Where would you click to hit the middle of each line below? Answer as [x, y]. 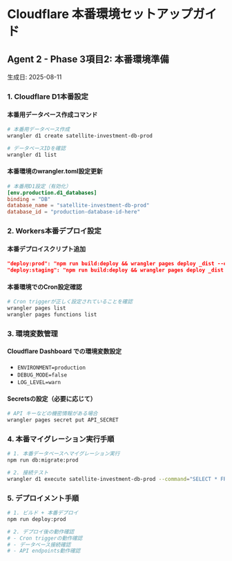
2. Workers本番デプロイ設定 [54, 231]
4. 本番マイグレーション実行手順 [61, 439]
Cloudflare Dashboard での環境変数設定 [65, 351]
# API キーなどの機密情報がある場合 [52, 414]
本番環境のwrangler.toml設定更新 [55, 171]
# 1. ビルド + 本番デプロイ [43, 513]
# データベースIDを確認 [37, 148]
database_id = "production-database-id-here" [74, 212]
